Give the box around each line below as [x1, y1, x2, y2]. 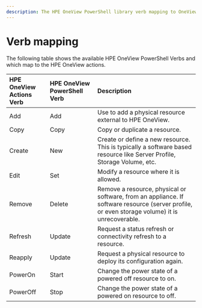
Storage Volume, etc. [97, 158, 156, 166]
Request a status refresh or [97, 224, 174, 233]
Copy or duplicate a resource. [97, 125, 182, 134]
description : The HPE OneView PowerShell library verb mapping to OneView [6, 8, 198, 15]
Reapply [9, 253, 33, 262]
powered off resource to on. [97, 274, 176, 283]
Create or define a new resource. [97, 135, 191, 143]
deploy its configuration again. [97, 257, 183, 265]
